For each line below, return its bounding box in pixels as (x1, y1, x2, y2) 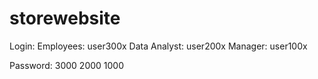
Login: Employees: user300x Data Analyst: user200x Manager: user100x (9, 40, 308, 52)
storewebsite (9, 7, 121, 30)
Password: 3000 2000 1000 (9, 59, 125, 71)
